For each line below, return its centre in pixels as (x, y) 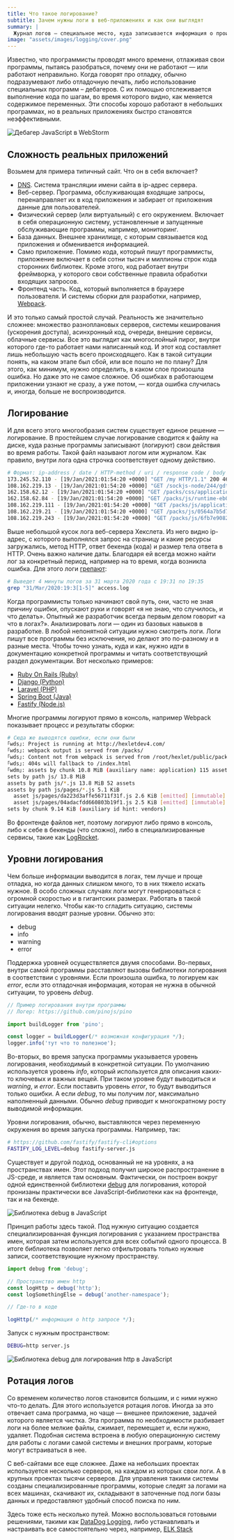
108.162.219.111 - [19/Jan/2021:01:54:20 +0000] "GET (87, 505)
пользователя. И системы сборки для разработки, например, (109, 296)
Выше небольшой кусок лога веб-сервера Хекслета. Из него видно (108, 531)
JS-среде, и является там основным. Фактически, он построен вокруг (112, 1177)
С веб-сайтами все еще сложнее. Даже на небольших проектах (103, 1463)
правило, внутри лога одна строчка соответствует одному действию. (111, 460)
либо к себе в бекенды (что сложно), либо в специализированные (106, 830)
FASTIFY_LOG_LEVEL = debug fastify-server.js (71, 1149)
